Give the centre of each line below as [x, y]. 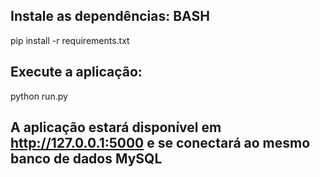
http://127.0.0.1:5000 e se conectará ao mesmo [160, 143]
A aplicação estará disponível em [116, 127]
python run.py [39, 96]
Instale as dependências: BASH [110, 16]
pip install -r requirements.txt [70, 40]
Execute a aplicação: [76, 72]
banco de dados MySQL [86, 159]
